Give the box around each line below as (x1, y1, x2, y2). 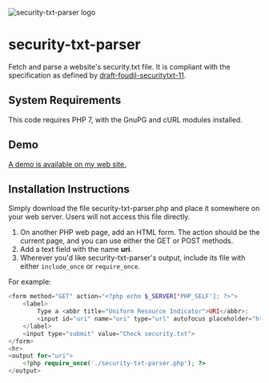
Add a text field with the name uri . (19, 245, 133, 254)
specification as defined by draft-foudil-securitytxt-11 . (8, 70, 187, 80)
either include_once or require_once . (19, 261, 140, 271)
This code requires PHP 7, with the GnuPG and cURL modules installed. (8, 114, 243, 124)
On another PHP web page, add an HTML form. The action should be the (19, 228, 260, 237)
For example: (8, 277, 52, 287)
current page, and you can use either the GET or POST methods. (19, 236, 234, 245)
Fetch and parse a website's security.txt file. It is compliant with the (8, 62, 231, 71)
